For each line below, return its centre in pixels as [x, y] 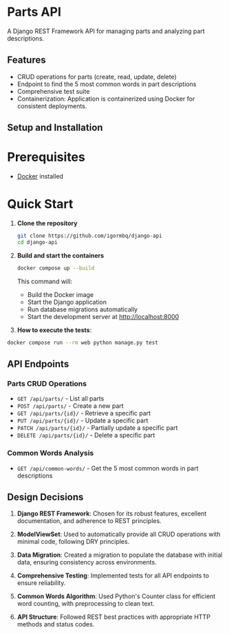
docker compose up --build [56, 268]
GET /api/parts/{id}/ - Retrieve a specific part [84, 413]
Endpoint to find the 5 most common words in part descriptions [107, 84]
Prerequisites [46, 157]
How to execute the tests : [54, 330]
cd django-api [37, 242]
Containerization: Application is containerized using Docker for [106, 99]
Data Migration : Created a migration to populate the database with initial [120, 555]
